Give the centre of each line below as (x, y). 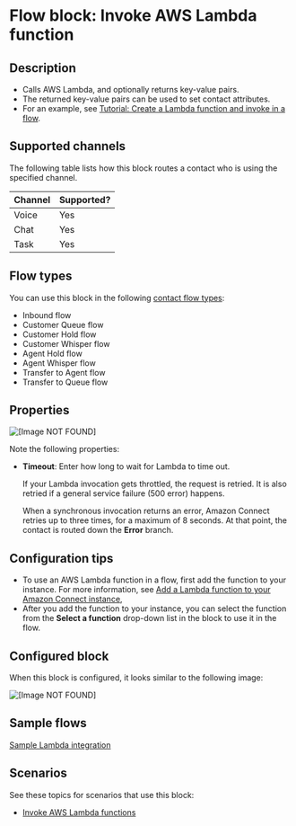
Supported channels (68, 146)
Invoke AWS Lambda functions (79, 812)
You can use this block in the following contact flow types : (117, 298)
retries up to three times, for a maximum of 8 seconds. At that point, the (155, 520)
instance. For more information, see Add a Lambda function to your (146, 590)
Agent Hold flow (52, 353)
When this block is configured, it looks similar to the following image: (136, 678)
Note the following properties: (64, 449)
